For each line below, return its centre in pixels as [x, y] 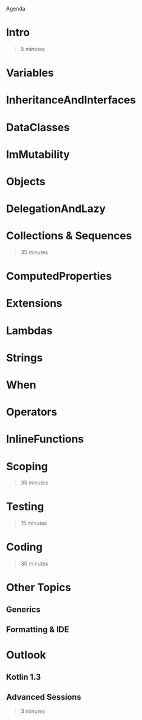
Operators [32, 412]
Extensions [34, 304]
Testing [25, 507]
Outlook [26, 655]
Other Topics [39, 588]
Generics [23, 609]
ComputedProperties [59, 276]
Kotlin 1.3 [24, 677]
